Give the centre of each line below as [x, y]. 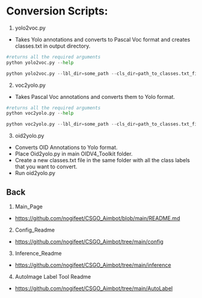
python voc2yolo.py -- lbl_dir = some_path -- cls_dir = [72, 124]
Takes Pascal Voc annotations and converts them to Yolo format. [95, 97]
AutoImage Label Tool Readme [53, 277]
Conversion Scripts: [57, 11]
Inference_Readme [38, 253]
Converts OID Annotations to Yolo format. [66, 147]
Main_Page [29, 207]
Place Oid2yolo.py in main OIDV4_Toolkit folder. [74, 154]
